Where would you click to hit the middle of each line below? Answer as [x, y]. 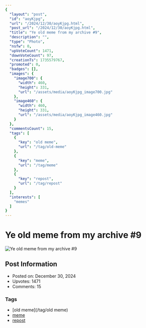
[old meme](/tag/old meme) [40, 310]
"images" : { [22, 74]
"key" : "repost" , [36, 179]
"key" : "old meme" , [38, 142]
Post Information [31, 264]
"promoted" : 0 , [25, 64]
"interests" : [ [25, 197]
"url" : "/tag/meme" [38, 165]
